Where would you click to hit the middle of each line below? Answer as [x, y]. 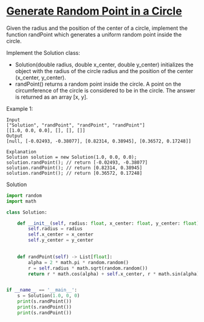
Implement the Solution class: [43, 52]
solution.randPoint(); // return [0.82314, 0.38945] [74, 168]
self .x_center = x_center [61, 235]
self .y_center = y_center [61, 240]
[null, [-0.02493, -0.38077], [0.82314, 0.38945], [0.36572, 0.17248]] [99, 141]
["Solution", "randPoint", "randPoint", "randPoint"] [76, 125]
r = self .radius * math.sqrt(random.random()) [88, 268]
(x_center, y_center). [40, 77]
